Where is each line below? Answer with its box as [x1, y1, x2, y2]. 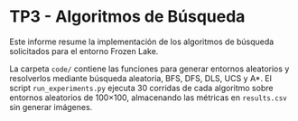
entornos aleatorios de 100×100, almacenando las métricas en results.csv [9, 92, 287, 103]
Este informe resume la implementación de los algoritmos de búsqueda [9, 36, 275, 47]
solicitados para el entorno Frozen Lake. [9, 45, 159, 56]
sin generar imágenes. [9, 101, 93, 112]
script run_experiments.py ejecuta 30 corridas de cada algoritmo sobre [9, 82, 274, 93]
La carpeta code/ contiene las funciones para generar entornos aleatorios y [9, 63, 290, 74]
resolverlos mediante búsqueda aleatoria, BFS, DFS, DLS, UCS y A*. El [9, 72, 273, 83]
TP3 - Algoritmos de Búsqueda [9, 6, 246, 27]
